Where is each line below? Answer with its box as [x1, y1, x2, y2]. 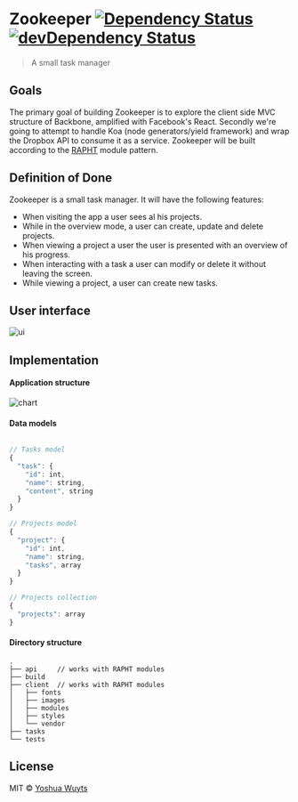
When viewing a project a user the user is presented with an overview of [21, 239, 288, 250]
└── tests [9, 734, 46, 743]
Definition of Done [9, 170, 113, 186]
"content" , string [25, 486, 93, 496]
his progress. [21, 249, 71, 260]
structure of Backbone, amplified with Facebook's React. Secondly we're [9, 116, 277, 126]
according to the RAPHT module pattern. [9, 144, 158, 155]
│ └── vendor [9, 719, 66, 728]
